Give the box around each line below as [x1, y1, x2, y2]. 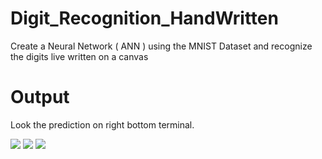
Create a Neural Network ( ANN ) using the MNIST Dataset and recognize [10, 40, 313, 52]
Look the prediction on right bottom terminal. [10, 118, 195, 131]
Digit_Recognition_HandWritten [10, 7, 279, 30]
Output [10, 86, 70, 109]
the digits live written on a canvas [10, 50, 149, 62]
